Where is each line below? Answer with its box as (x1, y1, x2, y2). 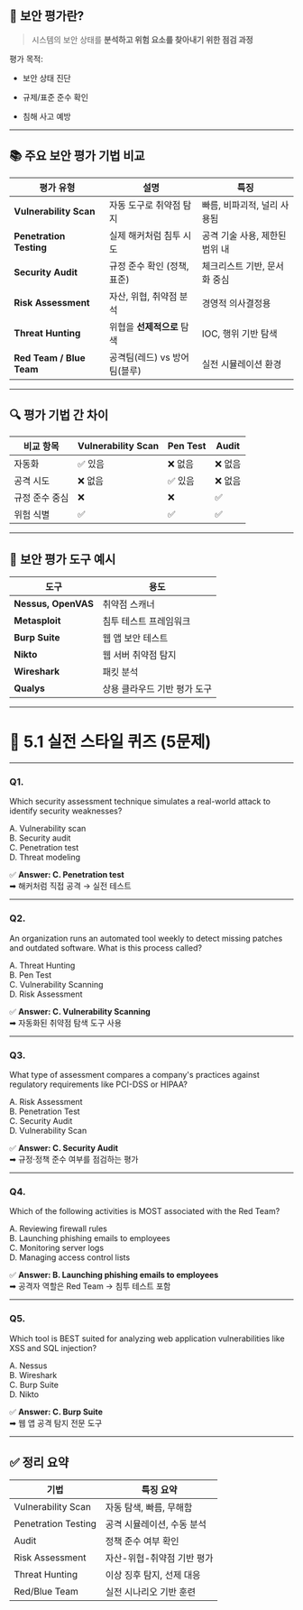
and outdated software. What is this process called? (9, 942, 203, 953)
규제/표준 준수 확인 (22, 91, 88, 102)
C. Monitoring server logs (9, 1243, 105, 1254)
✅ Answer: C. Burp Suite (9, 1406, 104, 1417)
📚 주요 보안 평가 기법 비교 (9, 148, 146, 164)
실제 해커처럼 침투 (109, 229, 181, 242)
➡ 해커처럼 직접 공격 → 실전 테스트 (9, 880, 133, 891)
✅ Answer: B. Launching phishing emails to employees (9, 1270, 219, 1281)
